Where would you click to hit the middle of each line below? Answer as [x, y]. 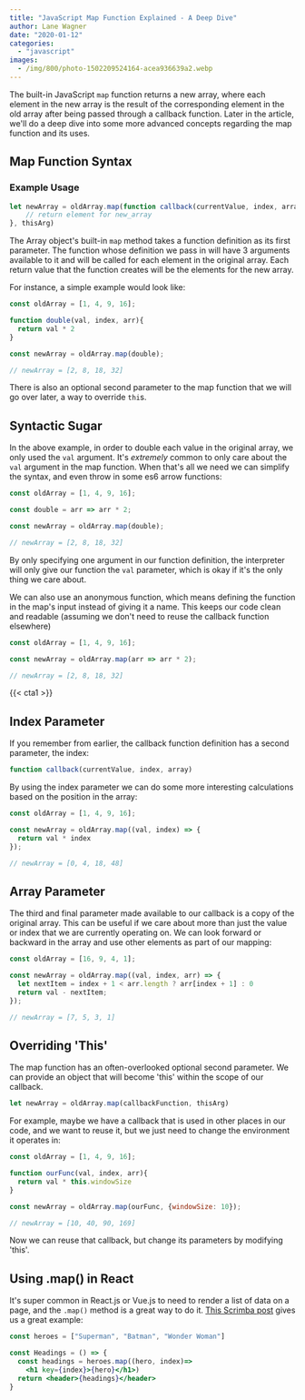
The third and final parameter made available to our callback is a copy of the [152, 913]
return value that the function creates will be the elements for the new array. [152, 270]
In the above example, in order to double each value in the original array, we [151, 448]
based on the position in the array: [74, 797]
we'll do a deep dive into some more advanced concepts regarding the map [151, 123]
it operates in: [35, 1140]
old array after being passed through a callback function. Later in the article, [152, 114]
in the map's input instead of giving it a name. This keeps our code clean [145, 607]
